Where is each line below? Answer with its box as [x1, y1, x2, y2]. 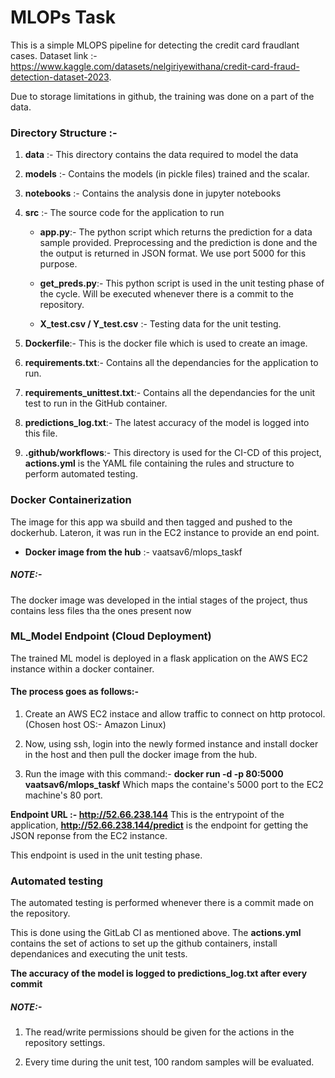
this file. [24, 427, 58, 440]
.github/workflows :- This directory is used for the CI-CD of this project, [24, 447, 322, 459]
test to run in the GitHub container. [24, 397, 168, 410]
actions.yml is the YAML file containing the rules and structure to [24, 457, 295, 470]
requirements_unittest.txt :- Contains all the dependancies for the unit [24, 387, 316, 399]
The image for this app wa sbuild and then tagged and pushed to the [10, 516, 293, 528]
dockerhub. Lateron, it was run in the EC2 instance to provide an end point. [10, 526, 320, 538]
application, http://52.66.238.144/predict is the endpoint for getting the [10, 819, 309, 831]
